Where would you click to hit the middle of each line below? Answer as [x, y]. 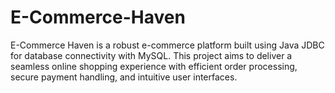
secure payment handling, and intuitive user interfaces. [124, 77]
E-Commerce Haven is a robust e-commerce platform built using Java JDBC [167, 45]
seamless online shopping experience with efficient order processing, [154, 66]
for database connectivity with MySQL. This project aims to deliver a [151, 55]
